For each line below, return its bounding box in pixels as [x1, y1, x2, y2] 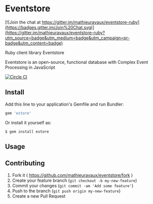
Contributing [5, 159, 45, 168]
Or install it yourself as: [5, 119, 51, 125]
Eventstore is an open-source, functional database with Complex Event [5, 59, 148, 65]
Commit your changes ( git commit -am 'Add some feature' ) [12, 182, 133, 188]
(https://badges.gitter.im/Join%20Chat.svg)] [5, 24, 94, 30]
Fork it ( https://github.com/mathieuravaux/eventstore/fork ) [12, 172, 133, 178]
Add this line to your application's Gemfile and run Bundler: [5, 101, 124, 107]
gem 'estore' [5, 111, 32, 116]
